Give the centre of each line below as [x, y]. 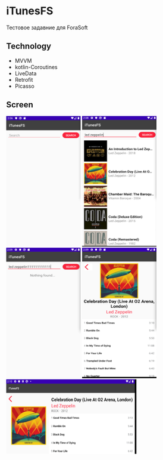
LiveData [26, 73]
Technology [29, 46]
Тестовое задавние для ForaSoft [47, 27]
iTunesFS [30, 11]
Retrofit [24, 79]
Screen [20, 105]
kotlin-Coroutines [36, 67]
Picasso [24, 86]
